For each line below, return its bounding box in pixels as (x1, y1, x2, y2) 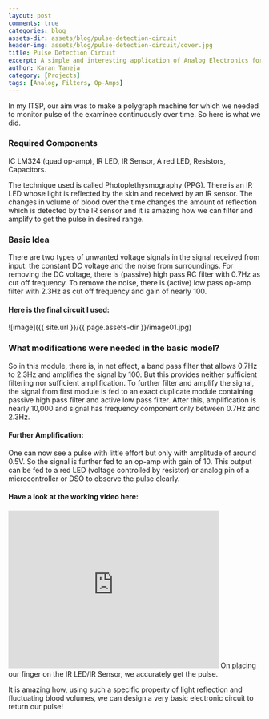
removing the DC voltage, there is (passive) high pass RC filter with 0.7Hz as (8, 269, 261, 279)
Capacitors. (8, 164, 46, 174)
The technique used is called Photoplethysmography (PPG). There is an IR (8, 180, 253, 189)
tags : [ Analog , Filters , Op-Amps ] (8, 79, 124, 87)
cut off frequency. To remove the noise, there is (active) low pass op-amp (8, 278, 251, 288)
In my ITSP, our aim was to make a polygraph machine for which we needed (8, 101, 259, 111)
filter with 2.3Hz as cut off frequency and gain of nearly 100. (8, 286, 207, 297)
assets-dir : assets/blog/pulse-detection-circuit (8, 34, 178, 42)
